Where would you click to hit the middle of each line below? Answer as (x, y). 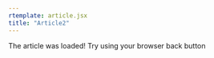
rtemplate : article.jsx (48, 15)
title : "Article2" (39, 23)
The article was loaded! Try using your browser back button (107, 45)
